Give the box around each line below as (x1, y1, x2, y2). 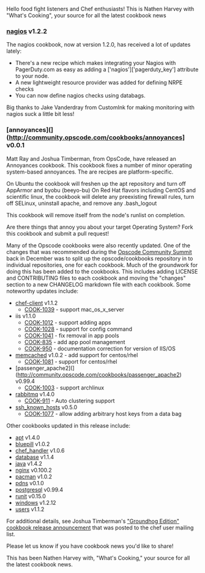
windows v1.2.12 (15, 499, 56, 506)
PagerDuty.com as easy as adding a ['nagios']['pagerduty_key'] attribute (15, 66, 199, 73)
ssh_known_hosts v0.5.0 (15, 403, 78, 410)
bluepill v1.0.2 (15, 440, 50, 447)
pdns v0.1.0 (15, 479, 44, 486)
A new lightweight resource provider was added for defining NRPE (15, 79, 183, 87)
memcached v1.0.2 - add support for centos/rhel (15, 351, 138, 358)
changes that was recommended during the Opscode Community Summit (6, 248, 192, 255)
